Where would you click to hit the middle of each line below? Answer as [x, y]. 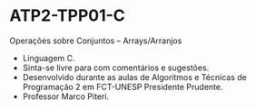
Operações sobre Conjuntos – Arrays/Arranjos [96, 41]
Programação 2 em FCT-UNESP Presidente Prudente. [123, 86]
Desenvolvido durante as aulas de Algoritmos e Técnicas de [134, 77]
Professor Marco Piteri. [66, 96]
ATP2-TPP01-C [67, 16]
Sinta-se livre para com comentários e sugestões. [116, 68]
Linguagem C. [49, 58]
